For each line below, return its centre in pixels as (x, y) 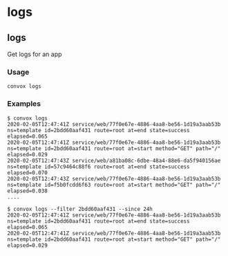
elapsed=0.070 (28, 173)
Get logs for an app (35, 54)
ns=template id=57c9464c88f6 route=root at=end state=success (98, 167)
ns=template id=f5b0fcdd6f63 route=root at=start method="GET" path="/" (114, 185)
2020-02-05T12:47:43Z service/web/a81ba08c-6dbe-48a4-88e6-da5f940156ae (114, 161)
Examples (24, 104)
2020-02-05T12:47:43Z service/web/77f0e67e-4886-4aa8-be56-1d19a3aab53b (114, 179)
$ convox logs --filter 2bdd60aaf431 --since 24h (80, 209)
